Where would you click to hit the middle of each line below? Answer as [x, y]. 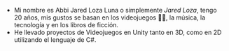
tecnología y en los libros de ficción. [66, 25]
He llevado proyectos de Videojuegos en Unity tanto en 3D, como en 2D [118, 32]
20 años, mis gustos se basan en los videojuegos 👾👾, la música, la [109, 17]
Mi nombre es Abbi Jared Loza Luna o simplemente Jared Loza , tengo [115, 10]
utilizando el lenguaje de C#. [55, 40]
